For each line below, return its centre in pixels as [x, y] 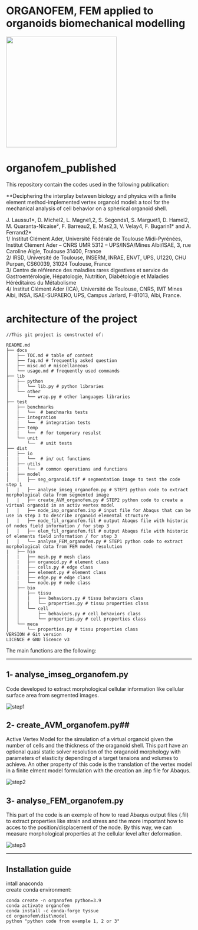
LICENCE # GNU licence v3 [38, 639]
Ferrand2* [19, 232]
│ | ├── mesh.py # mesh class [49, 557]
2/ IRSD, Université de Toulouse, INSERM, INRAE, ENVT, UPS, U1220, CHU [96, 257]
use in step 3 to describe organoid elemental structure [77, 515]
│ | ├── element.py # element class [57, 572]
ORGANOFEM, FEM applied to [80, 11]
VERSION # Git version [34, 634]
